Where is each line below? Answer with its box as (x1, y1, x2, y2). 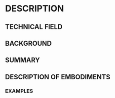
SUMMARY (5, 56, 40, 65)
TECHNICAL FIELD (5, 23, 63, 31)
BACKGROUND (5, 39, 52, 47)
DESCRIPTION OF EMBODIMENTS (5, 72, 111, 81)
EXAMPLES (5, 87, 33, 94)
